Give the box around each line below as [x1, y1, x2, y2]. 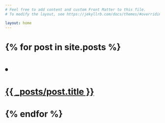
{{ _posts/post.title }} [5, 86, 94, 97]
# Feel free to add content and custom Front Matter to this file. [5, 7, 146, 12]
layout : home [5, 20, 32, 25]
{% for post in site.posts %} [5, 41, 121, 53]
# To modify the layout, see [5, 12, 65, 17]
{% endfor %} [5, 108, 63, 120]
